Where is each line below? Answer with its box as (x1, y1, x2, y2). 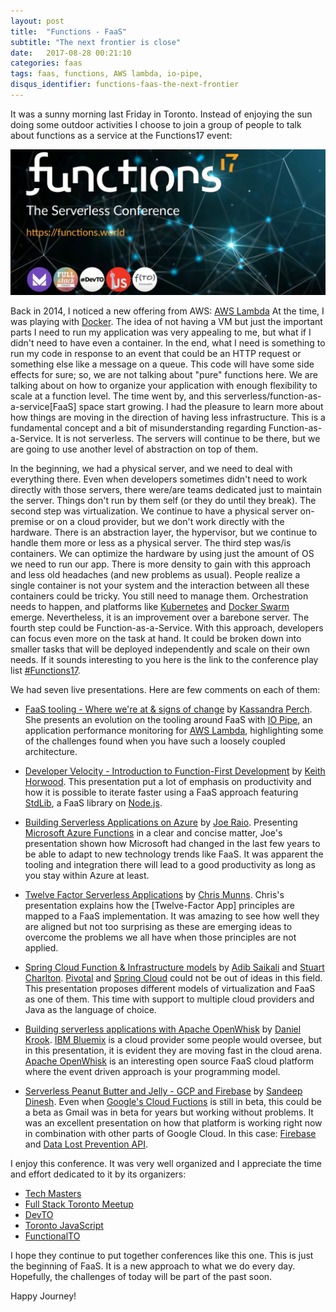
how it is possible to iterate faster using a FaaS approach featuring (24, 786, 299, 799)
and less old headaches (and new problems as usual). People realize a (10, 569, 301, 581)
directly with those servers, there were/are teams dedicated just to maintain (10, 484, 322, 496)
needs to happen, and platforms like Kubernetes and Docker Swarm (10, 601, 290, 613)
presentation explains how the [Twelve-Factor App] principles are (24, 900, 295, 912)
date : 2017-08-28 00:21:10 (10, 48, 132, 58)
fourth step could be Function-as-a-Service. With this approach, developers (10, 622, 324, 634)
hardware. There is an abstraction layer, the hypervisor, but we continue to (10, 526, 318, 539)
